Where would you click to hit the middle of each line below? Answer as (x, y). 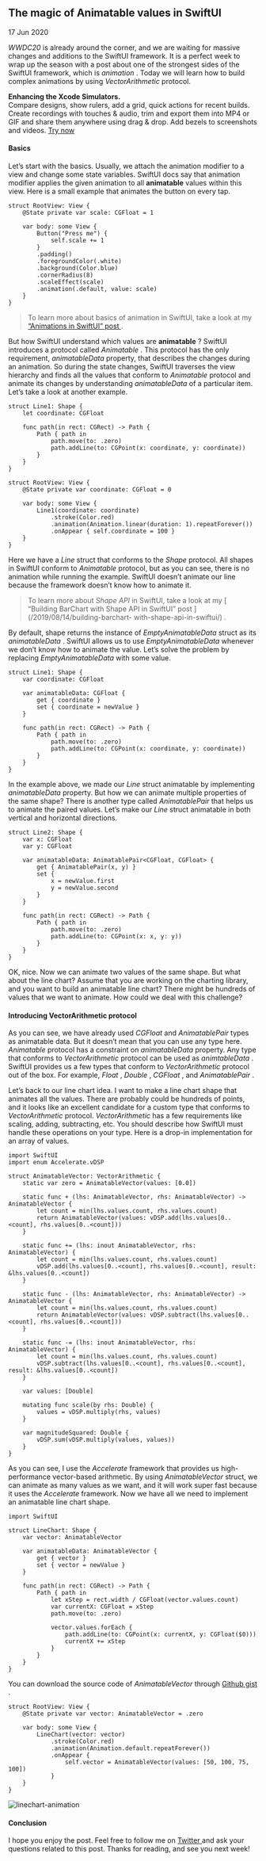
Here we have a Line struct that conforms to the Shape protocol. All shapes (131, 560)
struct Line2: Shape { (46, 833)
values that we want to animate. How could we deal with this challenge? (125, 997)
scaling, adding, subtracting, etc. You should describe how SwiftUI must (125, 1124)
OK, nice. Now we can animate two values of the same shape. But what (125, 972)
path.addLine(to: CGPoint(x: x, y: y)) (116, 937)
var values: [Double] (58, 1391)
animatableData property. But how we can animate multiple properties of (127, 793)
